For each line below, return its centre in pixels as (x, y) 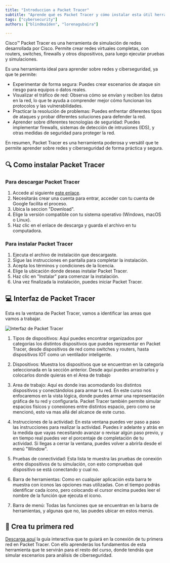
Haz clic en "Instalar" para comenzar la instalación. (66, 276)
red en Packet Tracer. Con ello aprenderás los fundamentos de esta (76, 544)
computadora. (27, 230)
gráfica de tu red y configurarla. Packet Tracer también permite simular (87, 401)
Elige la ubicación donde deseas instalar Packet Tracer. (70, 271)
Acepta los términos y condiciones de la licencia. (63, 266)
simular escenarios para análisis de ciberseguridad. (59, 555)
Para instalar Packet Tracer (39, 243)
